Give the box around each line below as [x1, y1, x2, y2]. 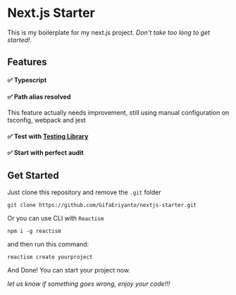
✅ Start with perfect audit [7, 149, 84, 157]
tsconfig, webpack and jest [7, 116, 86, 125]
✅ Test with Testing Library [7, 132, 89, 140]
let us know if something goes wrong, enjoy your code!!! [7, 280, 170, 288]
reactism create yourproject [7, 253, 93, 261]
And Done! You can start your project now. [7, 266, 130, 275]
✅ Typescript [7, 75, 47, 84]
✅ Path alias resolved [7, 92, 71, 101]
